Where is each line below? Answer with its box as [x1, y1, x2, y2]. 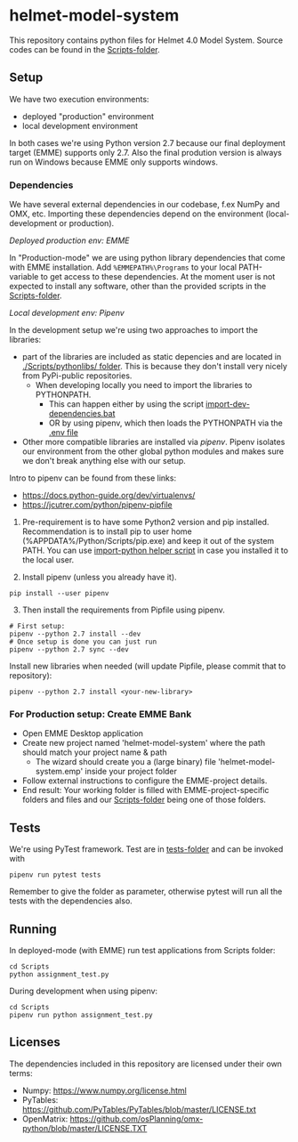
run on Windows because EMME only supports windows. [9, 157, 218, 167]
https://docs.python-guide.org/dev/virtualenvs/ [21, 490, 196, 501]
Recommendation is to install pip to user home [21, 526, 193, 537]
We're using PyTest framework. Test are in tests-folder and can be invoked [9, 844, 284, 854]
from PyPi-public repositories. [21, 370, 133, 381]
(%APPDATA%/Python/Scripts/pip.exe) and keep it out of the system [21, 536, 275, 547]
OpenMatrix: [21, 1114, 68, 1124]
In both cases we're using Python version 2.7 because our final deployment [9, 137, 286, 148]
